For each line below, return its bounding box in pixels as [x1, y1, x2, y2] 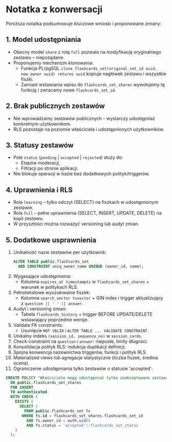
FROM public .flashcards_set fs [24, 408, 91, 413]
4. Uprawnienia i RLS [6, 185, 73, 194]
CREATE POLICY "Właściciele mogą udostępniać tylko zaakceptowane [6, 375, 150, 380]
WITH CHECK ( [10, 394, 38, 400]
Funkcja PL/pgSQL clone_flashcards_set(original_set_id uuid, [20, 65, 157, 71]
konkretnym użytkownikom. [13, 121, 71, 127]
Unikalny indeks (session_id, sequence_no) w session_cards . [13, 333, 142, 339]
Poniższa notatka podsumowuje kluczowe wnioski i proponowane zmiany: [6, 20, 162, 27]
